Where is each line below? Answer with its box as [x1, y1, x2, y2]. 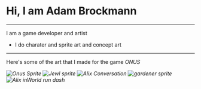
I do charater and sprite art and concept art [14, 41, 121, 48]
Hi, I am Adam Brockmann [6, 4, 137, 18]
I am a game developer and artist [6, 29, 88, 36]
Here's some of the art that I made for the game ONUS [6, 58, 141, 65]
